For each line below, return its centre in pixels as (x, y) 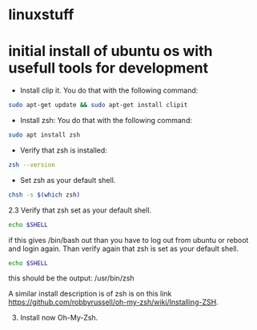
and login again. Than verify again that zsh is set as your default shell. (124, 248)
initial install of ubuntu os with (110, 52)
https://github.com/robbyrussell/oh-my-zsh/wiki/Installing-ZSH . (113, 302)
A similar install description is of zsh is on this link (90, 294)
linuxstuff (41, 15)
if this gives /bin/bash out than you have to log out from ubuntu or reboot (128, 240)
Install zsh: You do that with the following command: (106, 120)
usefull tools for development (108, 68)
